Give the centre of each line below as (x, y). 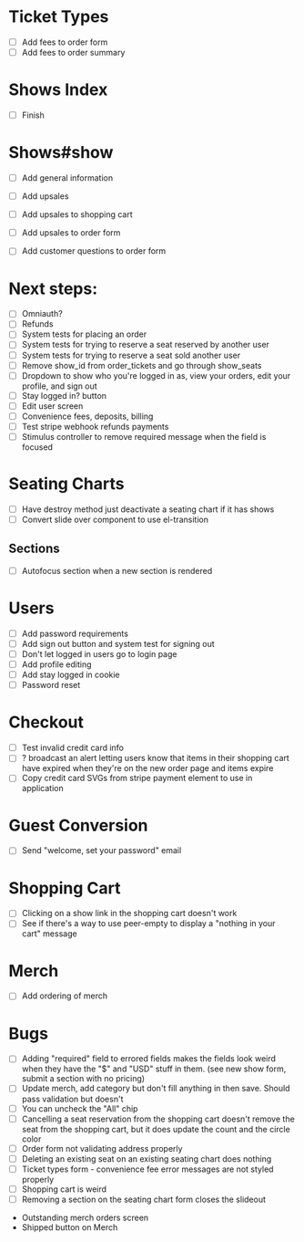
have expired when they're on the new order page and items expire (147, 768)
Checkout (46, 722)
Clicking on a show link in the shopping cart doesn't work (129, 913)
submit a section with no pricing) (83, 1079)
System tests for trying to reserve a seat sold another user (131, 355)
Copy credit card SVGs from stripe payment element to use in (137, 778)
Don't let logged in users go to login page (99, 654)
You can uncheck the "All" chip (80, 1108)
